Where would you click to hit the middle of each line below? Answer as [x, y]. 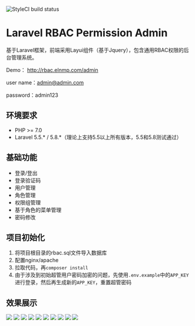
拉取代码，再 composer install [51, 268]
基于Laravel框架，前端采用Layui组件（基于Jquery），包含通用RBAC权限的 [95, 50]
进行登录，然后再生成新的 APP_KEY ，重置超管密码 [73, 282]
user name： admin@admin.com [45, 82]
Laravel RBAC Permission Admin [87, 33]
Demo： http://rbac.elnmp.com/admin [52, 70]
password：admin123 [32, 95]
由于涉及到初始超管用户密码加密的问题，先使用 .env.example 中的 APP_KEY [102, 275]
